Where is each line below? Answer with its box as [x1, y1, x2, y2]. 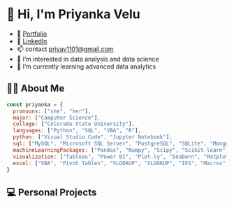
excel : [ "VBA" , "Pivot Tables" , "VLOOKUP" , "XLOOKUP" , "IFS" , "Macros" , [13, 160, 229, 167]
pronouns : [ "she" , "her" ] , [13, 108, 92, 115]
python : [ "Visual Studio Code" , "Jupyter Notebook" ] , [13, 134, 173, 141]
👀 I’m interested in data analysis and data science [16, 55, 160, 63]
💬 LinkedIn [16, 36, 47, 45]
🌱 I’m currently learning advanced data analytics [16, 62, 156, 71]
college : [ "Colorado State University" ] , [13, 120, 136, 128]
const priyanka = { [6, 101, 64, 108]
